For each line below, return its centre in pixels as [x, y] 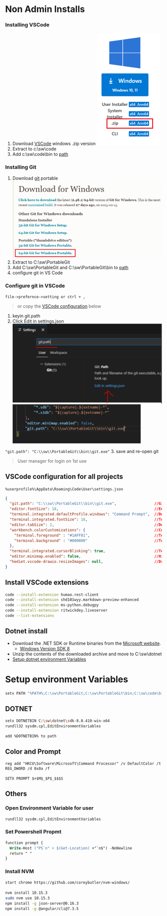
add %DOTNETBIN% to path [31, 736]
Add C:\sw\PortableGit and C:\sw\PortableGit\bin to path [70, 267]
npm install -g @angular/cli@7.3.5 [42, 909]
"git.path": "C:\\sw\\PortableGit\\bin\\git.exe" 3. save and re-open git [82, 451]
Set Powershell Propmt [33, 832]
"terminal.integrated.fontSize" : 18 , [49, 519]
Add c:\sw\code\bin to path [40, 154]
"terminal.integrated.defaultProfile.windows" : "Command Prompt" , [80, 514]
